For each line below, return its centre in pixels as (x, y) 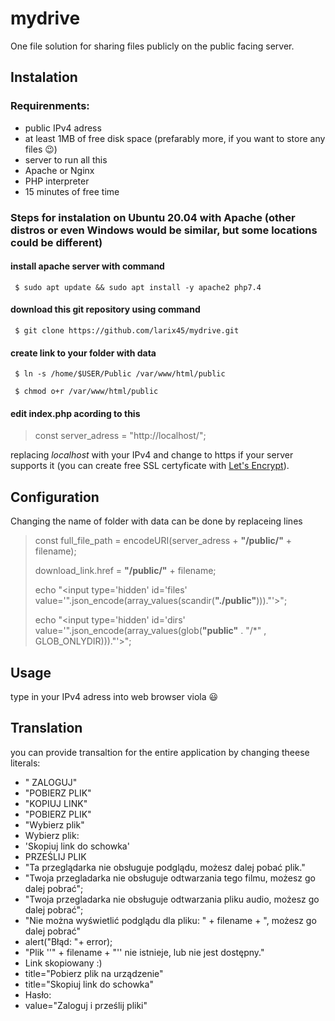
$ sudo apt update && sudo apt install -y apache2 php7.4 (138, 287)
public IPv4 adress (63, 128)
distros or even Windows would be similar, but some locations (164, 230)
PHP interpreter (57, 181)
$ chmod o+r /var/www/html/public (86, 392)
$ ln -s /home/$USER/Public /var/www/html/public (120, 374)
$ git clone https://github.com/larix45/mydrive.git (127, 330)
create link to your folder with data (83, 353)
